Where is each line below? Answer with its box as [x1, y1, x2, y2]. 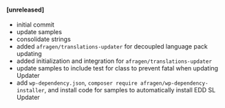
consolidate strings [16, 35, 72, 44]
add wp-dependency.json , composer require [16, 79, 138, 87]
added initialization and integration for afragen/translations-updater [16, 57, 213, 65]
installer [16, 87, 45, 94]
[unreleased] [6, 5, 45, 14]
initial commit [16, 21, 54, 29]
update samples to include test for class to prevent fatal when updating [16, 64, 218, 72]
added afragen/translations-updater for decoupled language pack [16, 42, 208, 51]
